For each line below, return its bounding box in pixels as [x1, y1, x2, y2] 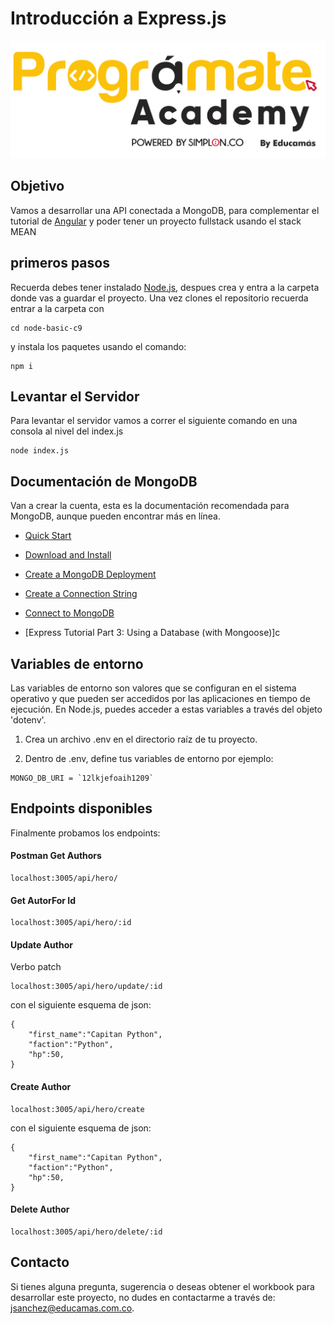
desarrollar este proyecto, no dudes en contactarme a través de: [10, 1291, 276, 1303]
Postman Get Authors [10, 850, 102, 862]
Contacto [10, 1254, 70, 1271]
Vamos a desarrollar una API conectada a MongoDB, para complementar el [10, 204, 320, 216]
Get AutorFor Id [10, 894, 77, 906]
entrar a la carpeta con [10, 302, 105, 314]
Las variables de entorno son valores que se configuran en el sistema [10, 682, 297, 694]
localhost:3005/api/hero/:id [10, 918, 132, 928]
